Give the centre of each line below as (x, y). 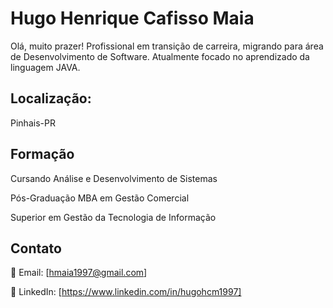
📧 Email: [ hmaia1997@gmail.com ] (79, 273)
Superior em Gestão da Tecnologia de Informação (113, 217)
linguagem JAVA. (45, 67)
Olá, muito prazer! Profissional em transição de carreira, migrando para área (167, 46)
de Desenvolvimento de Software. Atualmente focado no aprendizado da (160, 56)
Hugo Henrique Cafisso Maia (132, 18)
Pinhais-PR (33, 123)
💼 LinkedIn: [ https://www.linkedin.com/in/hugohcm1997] (126, 292)
